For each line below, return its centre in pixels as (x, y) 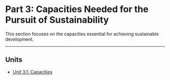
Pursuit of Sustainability (57, 20)
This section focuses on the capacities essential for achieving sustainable (82, 34)
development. (19, 39)
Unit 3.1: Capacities (32, 72)
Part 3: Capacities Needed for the (77, 9)
